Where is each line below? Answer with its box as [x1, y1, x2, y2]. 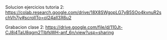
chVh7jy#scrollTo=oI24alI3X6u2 [5, 15, 72, 20]
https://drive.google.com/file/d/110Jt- [45, 24, 123, 30]
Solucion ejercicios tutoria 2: [5, 4, 64, 10]
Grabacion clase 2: [5, 24, 44, 30]
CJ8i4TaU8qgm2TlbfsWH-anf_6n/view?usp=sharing [5, 30, 114, 35]
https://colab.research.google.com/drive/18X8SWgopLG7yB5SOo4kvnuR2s [5, 9, 162, 15]
